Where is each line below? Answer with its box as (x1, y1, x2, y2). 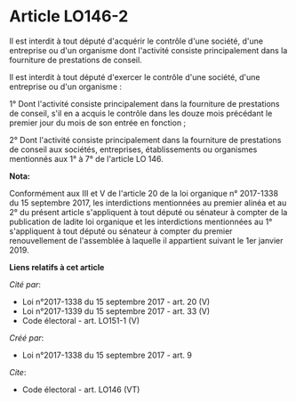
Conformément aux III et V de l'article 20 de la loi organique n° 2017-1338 (9, 188, 278, 198)
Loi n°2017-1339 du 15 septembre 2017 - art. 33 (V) (21, 305, 211, 317)
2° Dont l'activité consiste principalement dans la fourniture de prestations (9, 134, 282, 145)
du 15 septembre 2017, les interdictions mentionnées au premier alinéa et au (9, 197, 287, 208)
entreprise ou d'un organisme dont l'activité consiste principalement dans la (9, 44, 288, 55)
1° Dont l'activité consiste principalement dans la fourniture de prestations (9, 98, 280, 109)
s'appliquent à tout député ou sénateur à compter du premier (9, 225, 233, 237)
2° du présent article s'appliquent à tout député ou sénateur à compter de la (9, 206, 288, 217)
